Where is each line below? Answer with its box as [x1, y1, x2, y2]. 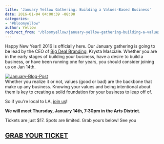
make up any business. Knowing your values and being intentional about [5, 84, 151, 89]
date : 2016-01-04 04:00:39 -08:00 [5, 12, 76, 17]
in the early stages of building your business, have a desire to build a [5, 54, 143, 59]
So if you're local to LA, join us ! [5, 99, 67, 104]
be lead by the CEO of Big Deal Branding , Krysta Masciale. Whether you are [5, 48, 157, 54]
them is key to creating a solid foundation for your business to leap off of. [5, 89, 152, 95]
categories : [5, 16, 29, 21]
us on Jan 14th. [5, 64, 36, 70]
